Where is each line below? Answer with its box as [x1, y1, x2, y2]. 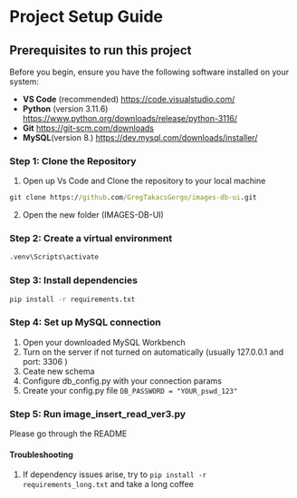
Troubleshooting [9, 449, 74, 460]
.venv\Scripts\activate [9, 252, 100, 262]
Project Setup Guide [9, 6, 164, 27]
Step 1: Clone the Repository [9, 154, 137, 167]
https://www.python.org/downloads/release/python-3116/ [22, 113, 238, 123]
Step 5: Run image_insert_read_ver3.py [9, 407, 187, 420]
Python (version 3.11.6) [22, 103, 109, 114]
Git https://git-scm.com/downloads [22, 122, 154, 133]
